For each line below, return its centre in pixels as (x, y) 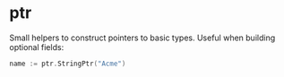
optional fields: (37, 47)
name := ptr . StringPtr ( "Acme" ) (68, 64)
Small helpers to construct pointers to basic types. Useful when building (142, 38)
